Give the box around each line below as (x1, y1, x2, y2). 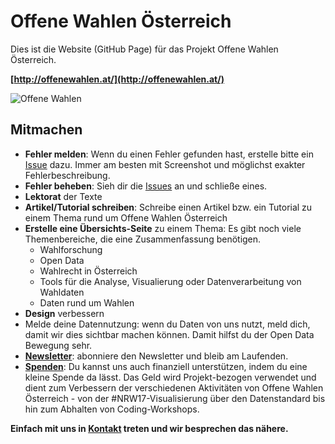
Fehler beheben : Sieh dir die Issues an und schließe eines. (24, 180, 268, 192)
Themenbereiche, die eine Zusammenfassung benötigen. (24, 233, 262, 245)
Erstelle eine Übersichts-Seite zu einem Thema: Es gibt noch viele (24, 222, 302, 234)
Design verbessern (24, 307, 105, 319)
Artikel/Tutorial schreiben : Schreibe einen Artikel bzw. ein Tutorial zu (24, 201, 313, 213)
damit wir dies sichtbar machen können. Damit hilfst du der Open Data (24, 328, 315, 340)
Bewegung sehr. (24, 339, 93, 351)
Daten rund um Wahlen (39, 296, 135, 309)
